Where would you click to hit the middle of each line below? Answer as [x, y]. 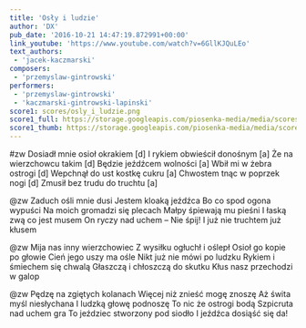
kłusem [23, 230]
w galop [25, 276]
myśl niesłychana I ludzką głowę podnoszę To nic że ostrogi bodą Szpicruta [152, 303]
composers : [30, 69]
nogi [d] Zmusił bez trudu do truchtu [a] [83, 183]
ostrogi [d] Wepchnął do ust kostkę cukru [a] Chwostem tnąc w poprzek [145, 173]
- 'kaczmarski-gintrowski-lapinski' [83, 102]
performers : [32, 86]
